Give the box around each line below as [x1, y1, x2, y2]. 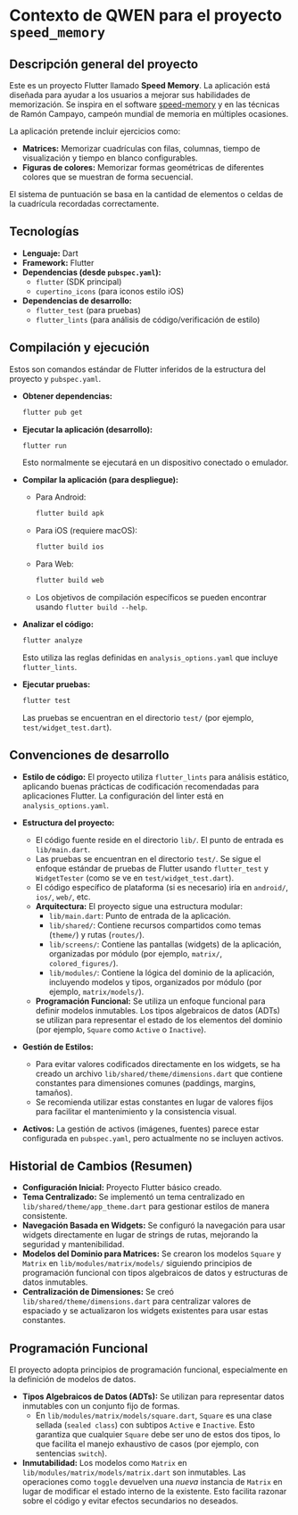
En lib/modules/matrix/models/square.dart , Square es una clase [35, 1411, 272, 1421]
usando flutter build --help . [35, 601, 148, 612]
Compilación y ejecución [9, 340, 150, 355]
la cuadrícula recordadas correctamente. [9, 198, 159, 209]
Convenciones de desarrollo [9, 748, 170, 763]
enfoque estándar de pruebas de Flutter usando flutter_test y [35, 863, 269, 873]
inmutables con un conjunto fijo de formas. [21, 1401, 180, 1412]
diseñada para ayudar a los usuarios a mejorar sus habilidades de [9, 90, 251, 100]
